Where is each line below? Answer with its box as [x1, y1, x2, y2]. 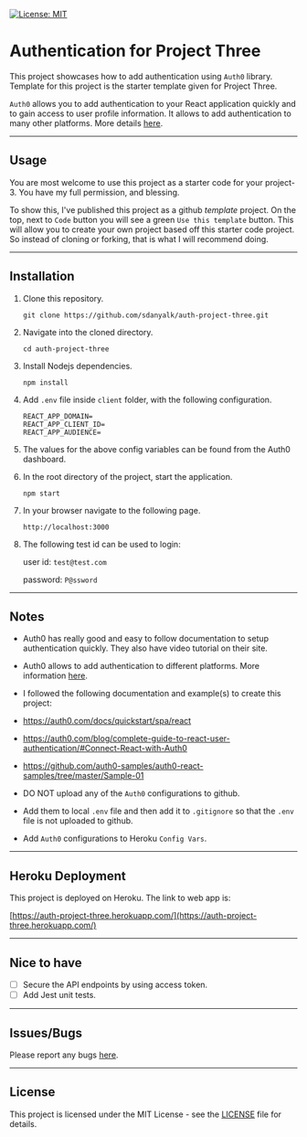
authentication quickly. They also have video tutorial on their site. [22, 643, 268, 654]
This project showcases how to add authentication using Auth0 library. [9, 70, 273, 81]
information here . [22, 670, 89, 681]
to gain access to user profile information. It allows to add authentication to [9, 108, 292, 119]
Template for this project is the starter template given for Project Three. [9, 80, 278, 91]
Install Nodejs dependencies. [22, 360, 132, 371]
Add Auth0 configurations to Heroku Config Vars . [22, 833, 207, 845]
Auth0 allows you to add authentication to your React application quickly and [9, 98, 297, 109]
